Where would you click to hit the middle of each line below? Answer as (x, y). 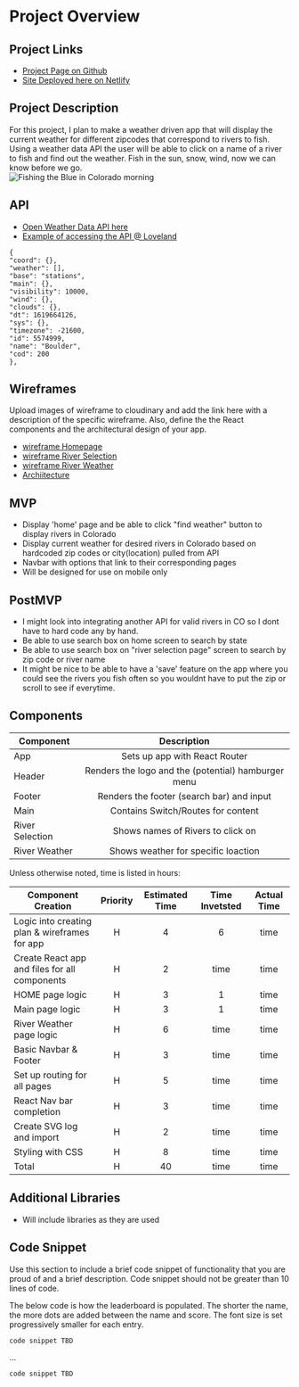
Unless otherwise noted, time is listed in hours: (95, 872)
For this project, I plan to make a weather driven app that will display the (141, 129)
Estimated (166, 895)
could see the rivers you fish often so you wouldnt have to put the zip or (154, 679)
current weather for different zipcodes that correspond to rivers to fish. (139, 139)
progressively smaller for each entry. (77, 1324)
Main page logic (47, 1009)
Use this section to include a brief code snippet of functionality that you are (148, 1269)
